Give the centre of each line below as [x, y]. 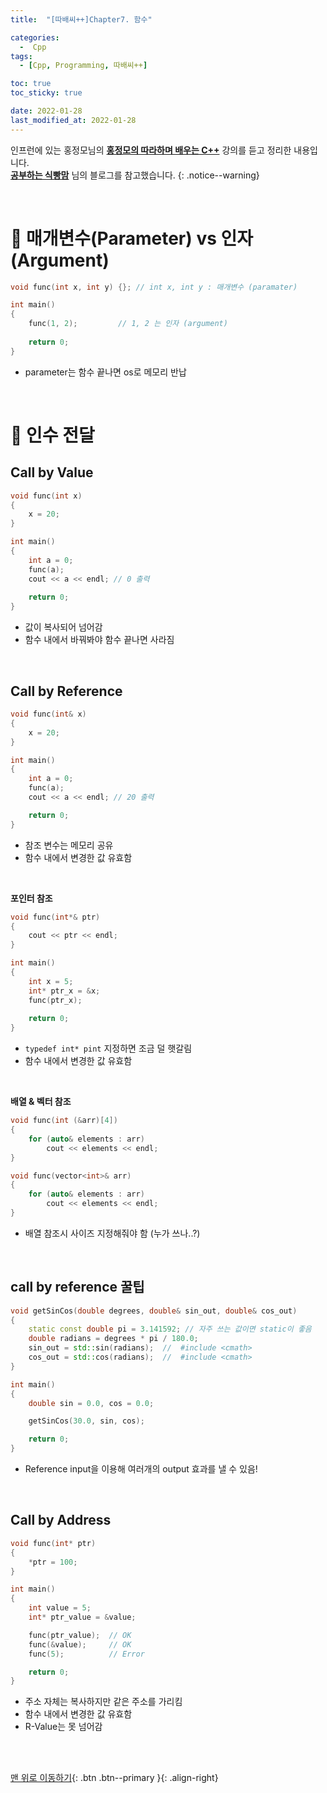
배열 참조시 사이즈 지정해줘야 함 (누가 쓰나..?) [112, 1233]
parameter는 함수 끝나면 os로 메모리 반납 [105, 372]
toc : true [31, 84]
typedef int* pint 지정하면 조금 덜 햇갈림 [108, 1048]
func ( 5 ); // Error [86, 1654]
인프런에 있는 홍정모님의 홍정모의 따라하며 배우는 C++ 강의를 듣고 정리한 [151, 150]
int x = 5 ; [51, 981]
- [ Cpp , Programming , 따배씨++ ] [83, 66]
